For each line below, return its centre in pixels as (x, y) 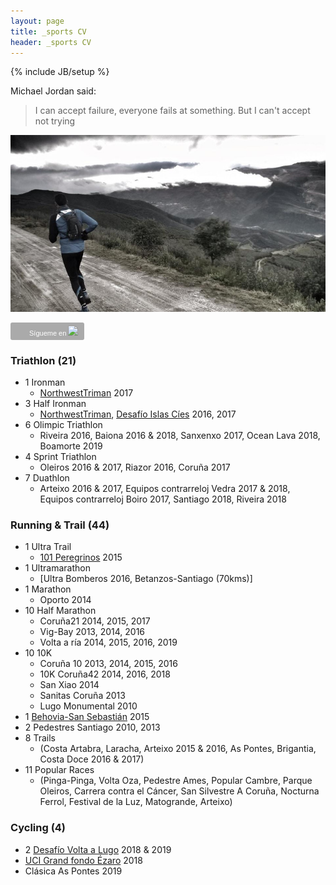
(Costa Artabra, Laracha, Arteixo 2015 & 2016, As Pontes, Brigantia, (178, 749)
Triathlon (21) (43, 360)
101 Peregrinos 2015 (81, 557)
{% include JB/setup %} (60, 72)
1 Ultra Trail (48, 547)
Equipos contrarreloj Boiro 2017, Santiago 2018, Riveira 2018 (163, 499)
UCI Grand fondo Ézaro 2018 (83, 860)
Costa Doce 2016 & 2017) (92, 759)
